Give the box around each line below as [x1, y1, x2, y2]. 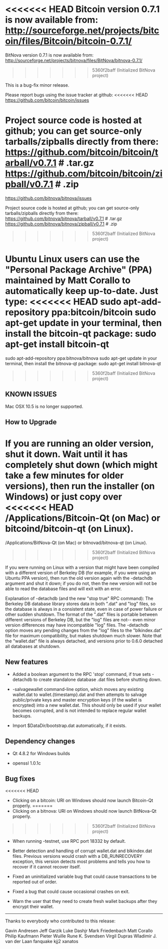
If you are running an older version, [5, 438, 154, 449]
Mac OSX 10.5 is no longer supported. [5, 403, 83, 409]
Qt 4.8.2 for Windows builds [12, 750, 70, 756]
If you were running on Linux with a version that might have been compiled [5, 564, 159, 570]
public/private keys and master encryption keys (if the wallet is [12, 696, 142, 702]
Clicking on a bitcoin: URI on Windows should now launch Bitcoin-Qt [12, 798, 153, 804]
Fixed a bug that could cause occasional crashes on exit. [12, 888, 130, 895]
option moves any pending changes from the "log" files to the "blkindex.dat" [5, 627, 162, 633]
